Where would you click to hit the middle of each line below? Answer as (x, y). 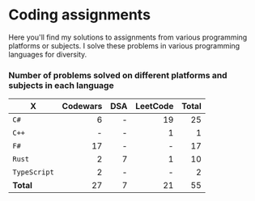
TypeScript (33, 172)
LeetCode (154, 107)
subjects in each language (62, 85)
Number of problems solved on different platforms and (118, 75)
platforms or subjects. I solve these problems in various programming (124, 45)
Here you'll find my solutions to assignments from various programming (128, 37)
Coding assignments (80, 15)
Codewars (82, 107)
